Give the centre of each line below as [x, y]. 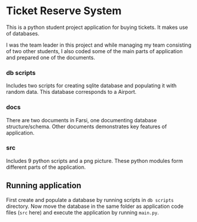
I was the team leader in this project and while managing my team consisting [99, 45]
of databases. [23, 33]
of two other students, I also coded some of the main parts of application [94, 51]
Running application [44, 186]
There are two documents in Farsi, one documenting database [81, 120]
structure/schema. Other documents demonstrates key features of [86, 126]
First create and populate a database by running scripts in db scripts [90, 200]
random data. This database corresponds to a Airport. [71, 92]
